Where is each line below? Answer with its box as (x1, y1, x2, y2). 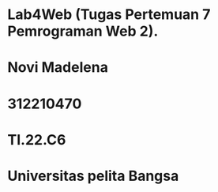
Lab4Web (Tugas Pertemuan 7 (7, 6, 211, 24)
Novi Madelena (7, 58, 108, 77)
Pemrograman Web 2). (7, 22, 159, 40)
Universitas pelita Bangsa (7, 167, 179, 185)
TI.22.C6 (7, 130, 66, 149)
